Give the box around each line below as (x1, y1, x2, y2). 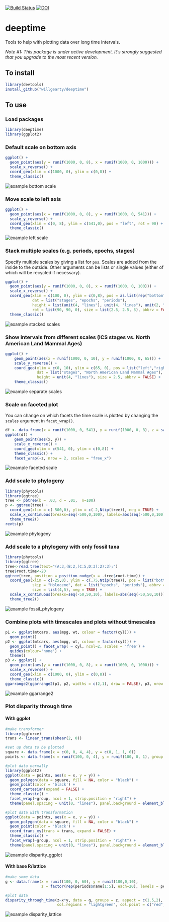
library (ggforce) (5, 731, 42, 736)
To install (5, 68, 35, 78)
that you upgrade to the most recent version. (5, 54, 98, 60)
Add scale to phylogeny (5, 477, 64, 484)
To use (5, 101, 27, 109)
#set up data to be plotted (5, 745, 64, 750)
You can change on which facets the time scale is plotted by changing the (5, 413, 158, 419)
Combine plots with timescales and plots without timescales (5, 618, 156, 625)
